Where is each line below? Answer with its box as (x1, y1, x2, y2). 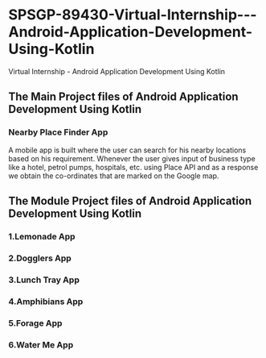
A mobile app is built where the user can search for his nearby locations (8, 145, 247, 155)
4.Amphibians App (8, 296, 84, 307)
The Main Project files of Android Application (8, 90, 239, 104)
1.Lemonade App (8, 231, 76, 242)
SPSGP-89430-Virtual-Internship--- (8, 6, 257, 24)
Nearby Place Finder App (8, 127, 108, 138)
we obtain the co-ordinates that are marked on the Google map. (8, 171, 219, 181)
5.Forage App (8, 317, 63, 328)
